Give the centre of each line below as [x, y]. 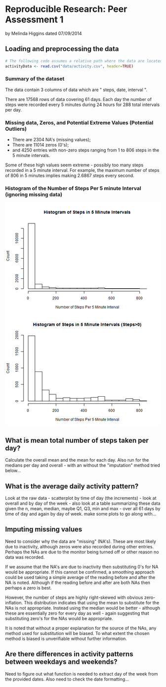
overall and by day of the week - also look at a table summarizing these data [83, 503]
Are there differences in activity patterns [69, 654]
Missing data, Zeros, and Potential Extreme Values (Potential [79, 122]
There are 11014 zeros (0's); [41, 145]
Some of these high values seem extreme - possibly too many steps [74, 165]
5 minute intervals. [31, 156]
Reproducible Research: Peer [66, 9]
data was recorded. [25, 557]
